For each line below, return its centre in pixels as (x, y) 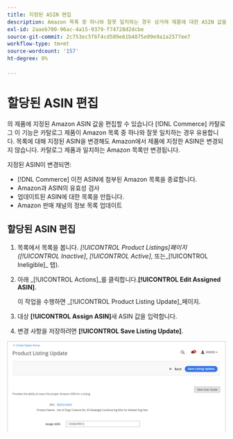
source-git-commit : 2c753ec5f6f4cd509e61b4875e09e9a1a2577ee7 (99, 37)
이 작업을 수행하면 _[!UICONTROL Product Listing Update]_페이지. (109, 301)
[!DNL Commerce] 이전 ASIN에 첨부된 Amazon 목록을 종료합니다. (107, 179)
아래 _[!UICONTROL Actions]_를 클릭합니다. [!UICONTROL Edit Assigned (119, 279)
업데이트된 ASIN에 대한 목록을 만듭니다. (71, 196)
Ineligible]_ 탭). (38, 264)
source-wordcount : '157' (43, 51)
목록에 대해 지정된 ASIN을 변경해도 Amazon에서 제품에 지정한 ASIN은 (111, 141)
